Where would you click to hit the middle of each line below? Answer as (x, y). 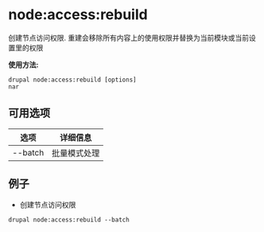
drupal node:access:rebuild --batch (69, 220)
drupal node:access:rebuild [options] (72, 80)
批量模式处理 (76, 153)
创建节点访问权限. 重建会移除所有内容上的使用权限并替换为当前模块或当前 (128, 37)
